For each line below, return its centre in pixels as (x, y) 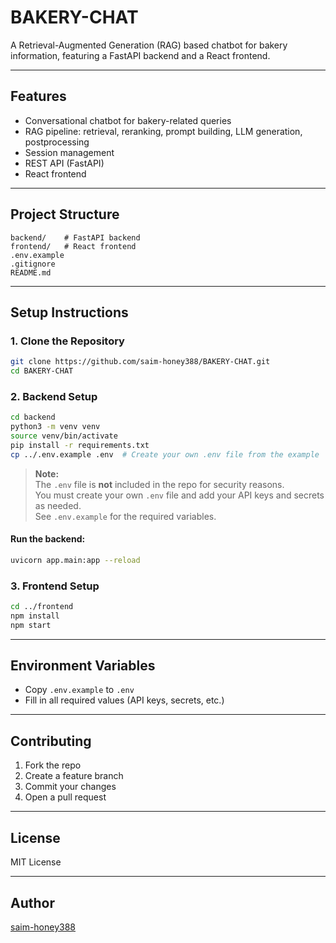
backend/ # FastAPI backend (75, 237)
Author (32, 902)
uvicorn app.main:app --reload (75, 560)
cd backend (33, 417)
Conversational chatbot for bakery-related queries (128, 120)
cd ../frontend (42, 607)
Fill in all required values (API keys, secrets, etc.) (124, 700)
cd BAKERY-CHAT (42, 371)
